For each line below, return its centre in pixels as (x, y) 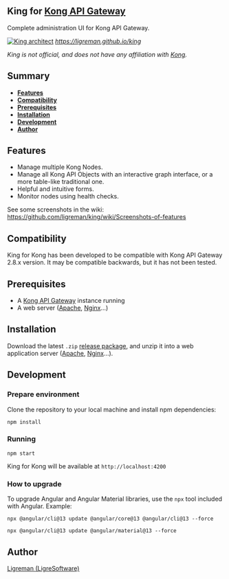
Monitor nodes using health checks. (68, 196)
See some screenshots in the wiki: (56, 209)
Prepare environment (43, 394)
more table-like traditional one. (61, 182)
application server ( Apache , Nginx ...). (60, 353)
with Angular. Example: (40, 506)
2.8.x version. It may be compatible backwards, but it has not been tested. (112, 262)
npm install (24, 422)
